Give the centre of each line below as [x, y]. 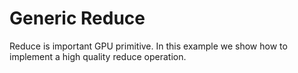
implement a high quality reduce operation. [98, 56]
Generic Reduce [77, 18]
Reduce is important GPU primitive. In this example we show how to [148, 46]
